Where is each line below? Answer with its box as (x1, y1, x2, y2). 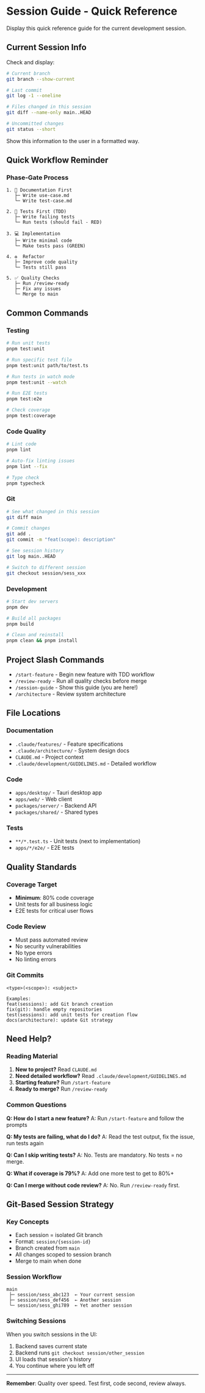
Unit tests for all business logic (15, 901, 93, 908)
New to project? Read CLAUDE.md (15, 1066, 97, 1073)
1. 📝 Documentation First (6, 187, 72, 193)
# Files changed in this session (6, 104, 92, 110)
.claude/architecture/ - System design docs (15, 746, 130, 754)
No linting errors (15, 956, 57, 963)
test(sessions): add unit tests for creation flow (6, 1011, 138, 1018)
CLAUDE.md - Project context (15, 753, 84, 760)
